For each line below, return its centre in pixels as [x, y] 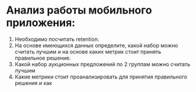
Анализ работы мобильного [79, 10]
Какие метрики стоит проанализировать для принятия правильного [101, 77]
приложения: [41, 23]
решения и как [33, 83]
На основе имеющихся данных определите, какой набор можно [97, 45]
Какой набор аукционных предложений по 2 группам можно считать [102, 64]
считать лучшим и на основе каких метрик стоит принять [88, 51]
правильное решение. [43, 58]
